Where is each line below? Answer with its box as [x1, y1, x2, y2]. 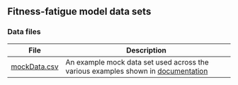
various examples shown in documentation [65, 66, 208, 76]
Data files [7, 27, 41, 37]
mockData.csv [11, 62, 59, 72]
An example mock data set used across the [65, 57, 209, 67]
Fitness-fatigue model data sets [7, 6, 152, 18]
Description [126, 45, 166, 55]
